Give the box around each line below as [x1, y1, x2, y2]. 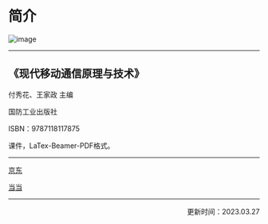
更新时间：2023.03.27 [187, 206, 260, 216]
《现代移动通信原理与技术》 [8, 67, 145, 81]
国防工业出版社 [8, 106, 57, 116]
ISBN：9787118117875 [8, 123, 81, 133]
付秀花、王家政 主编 [8, 90, 73, 99]
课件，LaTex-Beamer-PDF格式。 [8, 141, 115, 150]
